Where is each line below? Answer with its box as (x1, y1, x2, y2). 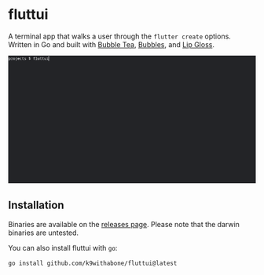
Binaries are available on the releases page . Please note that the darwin (8, 219, 240, 229)
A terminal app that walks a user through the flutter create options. (8, 31, 232, 41)
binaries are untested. (8, 228, 79, 237)
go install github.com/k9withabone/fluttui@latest (8, 259, 178, 267)
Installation (8, 199, 64, 212)
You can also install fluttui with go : (8, 243, 118, 252)
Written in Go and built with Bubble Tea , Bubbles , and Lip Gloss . (8, 39, 214, 49)
